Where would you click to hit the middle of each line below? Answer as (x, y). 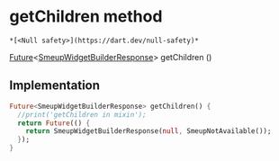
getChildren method (86, 17)
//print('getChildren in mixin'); (82, 114)
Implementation (55, 86)
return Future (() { (54, 123)
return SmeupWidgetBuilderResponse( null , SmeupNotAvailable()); (148, 131)
